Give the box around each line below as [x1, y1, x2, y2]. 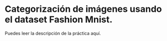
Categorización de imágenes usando [5, 3, 162, 15]
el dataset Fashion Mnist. [5, 14, 113, 25]
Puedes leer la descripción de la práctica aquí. [5, 30, 101, 36]
